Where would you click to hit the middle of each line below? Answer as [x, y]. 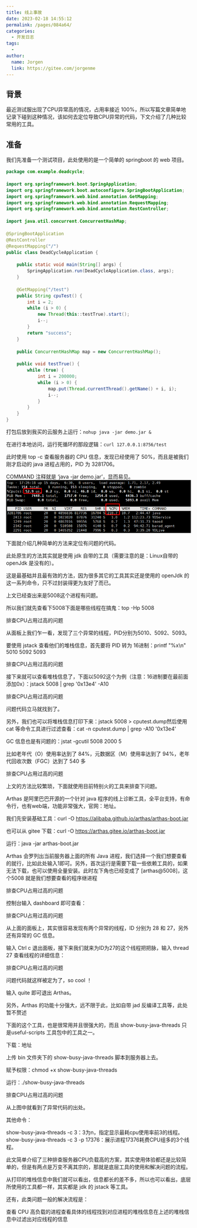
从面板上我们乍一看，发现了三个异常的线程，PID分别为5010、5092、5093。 [98, 633]
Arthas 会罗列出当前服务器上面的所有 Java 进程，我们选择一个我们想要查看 [96, 856]
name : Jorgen [27, 62]
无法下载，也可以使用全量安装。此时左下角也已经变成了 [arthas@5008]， [94, 871]
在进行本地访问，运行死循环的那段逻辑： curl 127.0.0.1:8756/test [86, 444]
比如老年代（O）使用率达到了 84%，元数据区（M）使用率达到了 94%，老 [95, 754]
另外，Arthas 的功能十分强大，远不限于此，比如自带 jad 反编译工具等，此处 [97, 1005]
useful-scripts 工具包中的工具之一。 [54, 1033]
